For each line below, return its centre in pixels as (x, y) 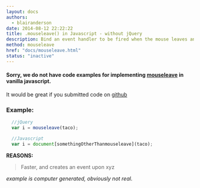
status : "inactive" (30, 56)
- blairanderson (32, 23)
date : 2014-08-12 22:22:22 (40, 28)
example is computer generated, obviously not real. (69, 178)
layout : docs (22, 12)
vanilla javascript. (29, 82)
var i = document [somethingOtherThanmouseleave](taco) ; (82, 144)
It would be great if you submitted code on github (67, 94)
